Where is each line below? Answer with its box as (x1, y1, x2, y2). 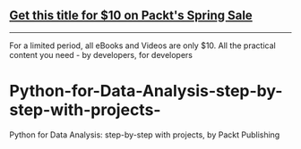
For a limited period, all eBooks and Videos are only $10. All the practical (9, 40, 276, 51)
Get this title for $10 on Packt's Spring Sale (9, 8, 253, 23)
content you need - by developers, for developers (9, 49, 193, 60)
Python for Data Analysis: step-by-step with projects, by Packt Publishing (9, 129, 280, 140)
